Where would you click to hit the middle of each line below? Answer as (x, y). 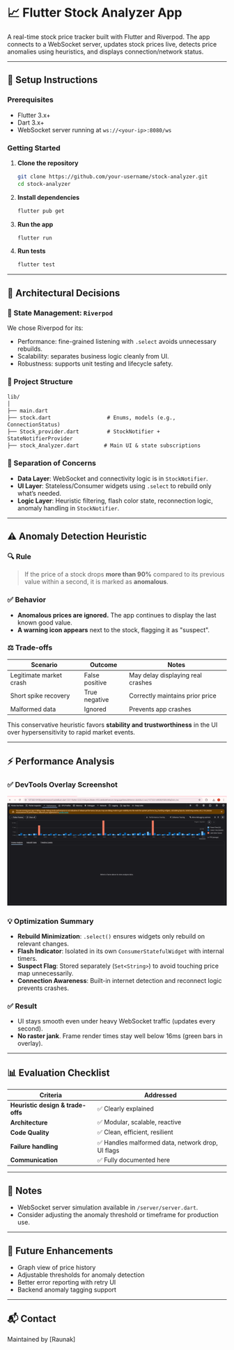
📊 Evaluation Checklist (58, 1073)
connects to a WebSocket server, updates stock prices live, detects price (112, 44)
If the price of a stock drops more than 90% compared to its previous (124, 574)
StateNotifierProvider (40, 439)
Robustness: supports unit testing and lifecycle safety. (95, 363)
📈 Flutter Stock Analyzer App (95, 13)
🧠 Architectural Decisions (64, 293)
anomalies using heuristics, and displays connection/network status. (106, 52)
